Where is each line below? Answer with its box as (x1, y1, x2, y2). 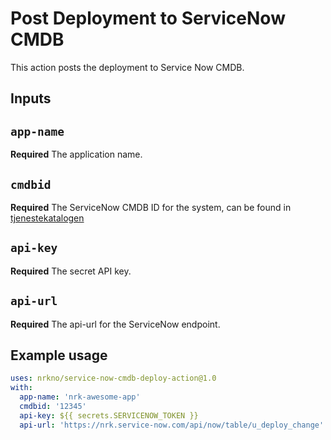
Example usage (10, 347, 108, 364)
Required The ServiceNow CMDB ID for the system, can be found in (10, 201, 292, 213)
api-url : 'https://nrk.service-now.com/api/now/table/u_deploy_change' (19, 420, 325, 430)
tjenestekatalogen (10, 212, 85, 224)
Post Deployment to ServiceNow (10, 7, 286, 30)
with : (10, 383, 33, 393)
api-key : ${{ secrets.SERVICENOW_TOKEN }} (19, 410, 199, 421)
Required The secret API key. (10, 265, 132, 277)
